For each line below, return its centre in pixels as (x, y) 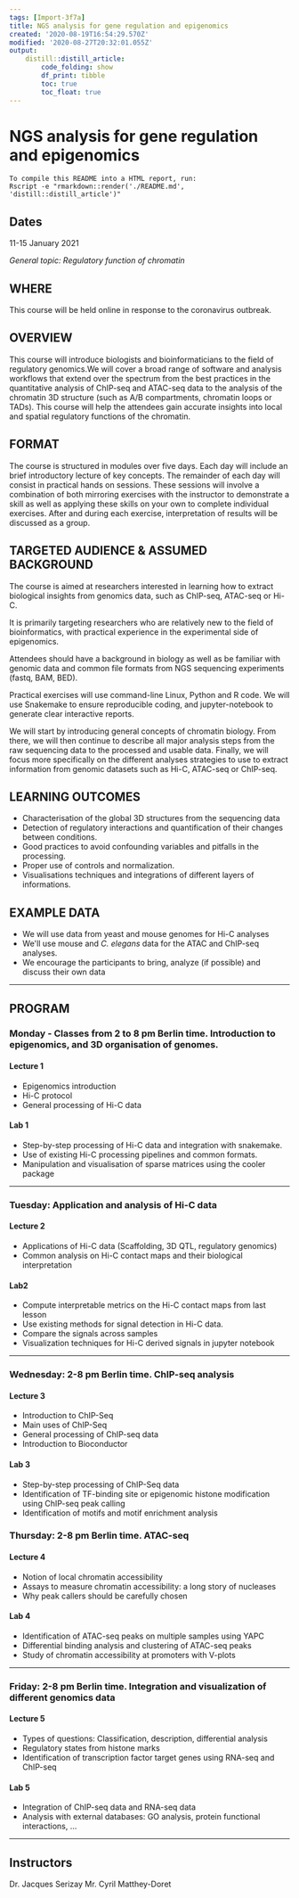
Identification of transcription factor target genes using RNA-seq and (148, 1757)
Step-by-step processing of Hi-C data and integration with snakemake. (152, 1145)
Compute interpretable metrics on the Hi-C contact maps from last (144, 1305)
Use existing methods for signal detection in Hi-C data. (123, 1324)
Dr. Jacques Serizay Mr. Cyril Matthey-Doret (90, 1884)
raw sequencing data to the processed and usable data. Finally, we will (139, 750)
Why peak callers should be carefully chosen (105, 1596)
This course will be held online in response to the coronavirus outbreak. (141, 310)
